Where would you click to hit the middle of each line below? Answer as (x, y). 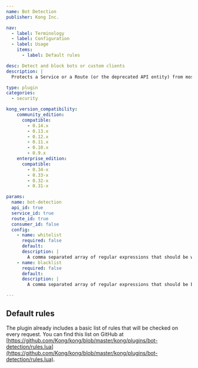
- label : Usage (30, 44)
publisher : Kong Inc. (33, 17)
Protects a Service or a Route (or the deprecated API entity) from (97, 77)
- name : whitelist (39, 235)
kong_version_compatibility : (42, 109)
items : (25, 50)
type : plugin (22, 87)
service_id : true (33, 213)
